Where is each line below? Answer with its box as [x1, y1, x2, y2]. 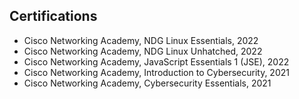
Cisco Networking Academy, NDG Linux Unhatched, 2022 [23, 45, 263, 57]
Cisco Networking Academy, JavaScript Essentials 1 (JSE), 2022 [23, 55, 290, 68]
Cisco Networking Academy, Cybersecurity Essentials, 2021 [23, 77, 272, 89]
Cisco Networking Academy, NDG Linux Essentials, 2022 [23, 34, 259, 46]
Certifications [9, 8, 98, 25]
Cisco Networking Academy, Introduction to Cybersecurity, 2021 [23, 66, 290, 78]
